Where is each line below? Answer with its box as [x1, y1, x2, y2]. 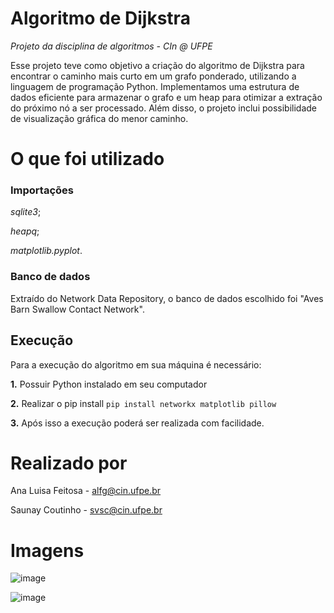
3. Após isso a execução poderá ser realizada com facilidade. [10, 417, 265, 429]
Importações [10, 183, 74, 197]
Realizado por [10, 452, 128, 474]
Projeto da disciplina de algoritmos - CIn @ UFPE [10, 40, 213, 52]
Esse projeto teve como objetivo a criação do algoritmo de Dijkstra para [10, 59, 305, 71]
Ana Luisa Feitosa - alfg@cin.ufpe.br [10, 485, 162, 497]
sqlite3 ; [10, 206, 42, 218]
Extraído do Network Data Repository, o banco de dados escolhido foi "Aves [10, 292, 324, 304]
